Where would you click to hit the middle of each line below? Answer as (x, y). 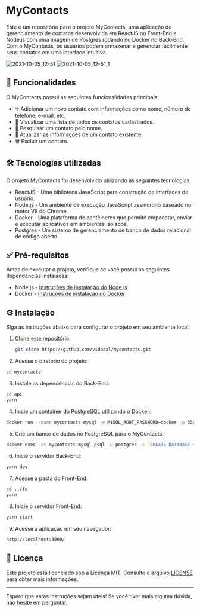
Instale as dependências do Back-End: (62, 383)
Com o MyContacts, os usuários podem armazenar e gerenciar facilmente (97, 46)
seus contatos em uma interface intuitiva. (57, 52)
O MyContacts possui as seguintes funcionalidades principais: (83, 97)
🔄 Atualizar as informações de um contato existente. (79, 134)
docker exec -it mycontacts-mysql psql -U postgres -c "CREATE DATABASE (98, 445)
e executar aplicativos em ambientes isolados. (71, 224)
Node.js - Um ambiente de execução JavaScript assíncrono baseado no (103, 204)
